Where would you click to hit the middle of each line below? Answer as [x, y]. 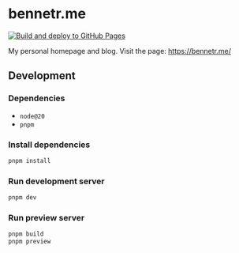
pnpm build [26, 234]
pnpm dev [22, 198]
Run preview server [47, 217]
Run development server [56, 181]
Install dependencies [49, 145]
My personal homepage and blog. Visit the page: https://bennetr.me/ [119, 51]
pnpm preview [30, 242]
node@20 [32, 116]
